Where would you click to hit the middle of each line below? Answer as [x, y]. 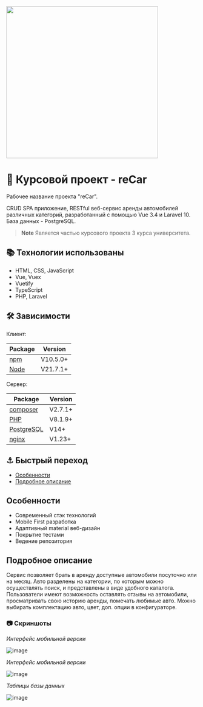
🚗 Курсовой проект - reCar [77, 180]
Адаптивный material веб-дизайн [58, 528]
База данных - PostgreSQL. [41, 221]
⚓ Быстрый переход [47, 460]
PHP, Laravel [31, 296]
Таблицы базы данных [35, 686]
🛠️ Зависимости [38, 316]
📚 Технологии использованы [65, 253]
